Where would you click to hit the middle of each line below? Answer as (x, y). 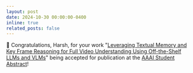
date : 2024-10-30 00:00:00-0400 (46, 17)
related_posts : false (33, 28)
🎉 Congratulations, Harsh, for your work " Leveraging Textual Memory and (96, 45)
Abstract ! (17, 64)
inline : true (22, 23)
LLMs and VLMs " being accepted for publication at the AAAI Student (91, 58)
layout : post (22, 12)
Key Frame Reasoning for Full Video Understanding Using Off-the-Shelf (94, 52)
